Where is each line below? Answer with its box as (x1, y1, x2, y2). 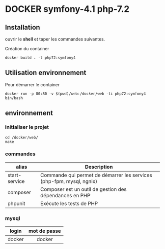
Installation (5, 23, 40, 32)
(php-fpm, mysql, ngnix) (40, 178, 97, 184)
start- (7, 172, 22, 178)
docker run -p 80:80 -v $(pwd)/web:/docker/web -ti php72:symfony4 (5, 91, 146, 96)
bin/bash (5, 95, 23, 101)
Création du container (5, 46, 50, 51)
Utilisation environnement (5, 69, 86, 77)
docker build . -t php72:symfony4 (5, 55, 76, 60)
